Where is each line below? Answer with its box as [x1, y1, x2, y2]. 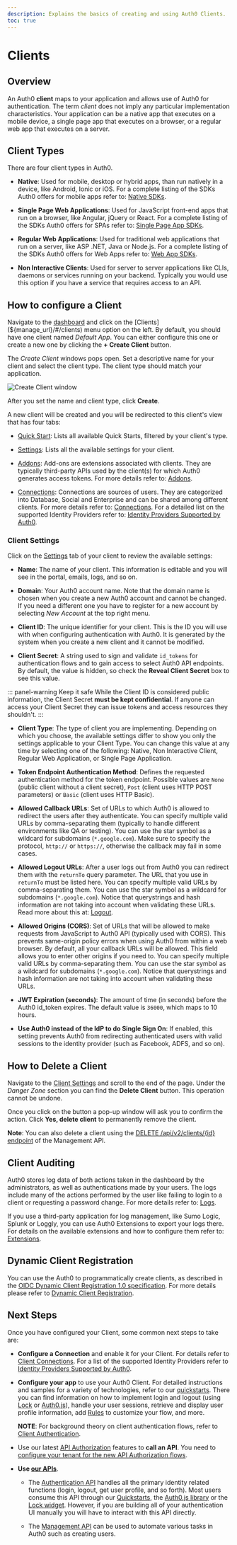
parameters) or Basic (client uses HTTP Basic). [17, 791, 154, 799]
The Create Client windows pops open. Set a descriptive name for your [7, 355, 214, 363]
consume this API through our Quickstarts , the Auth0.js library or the [28, 1493, 229, 1501]
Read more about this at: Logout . [17, 908, 113, 917]
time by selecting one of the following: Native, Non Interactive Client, [17, 747, 218, 755]
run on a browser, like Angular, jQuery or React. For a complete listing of [17, 214, 228, 222]
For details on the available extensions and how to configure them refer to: [7, 1227, 224, 1236]
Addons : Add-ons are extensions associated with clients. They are [17, 459, 212, 468]
